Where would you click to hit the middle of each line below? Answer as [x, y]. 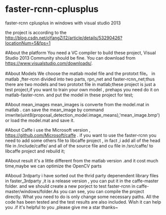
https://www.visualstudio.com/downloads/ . [49, 63]
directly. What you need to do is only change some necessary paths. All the [82, 197]
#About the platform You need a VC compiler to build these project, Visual [81, 53]
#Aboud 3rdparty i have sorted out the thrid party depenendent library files [82, 175]
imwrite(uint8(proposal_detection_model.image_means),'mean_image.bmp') [83, 115]
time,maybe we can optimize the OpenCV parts [54, 166]
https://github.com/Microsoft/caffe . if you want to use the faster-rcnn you [81, 135]
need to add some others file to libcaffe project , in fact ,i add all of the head [83, 141]
